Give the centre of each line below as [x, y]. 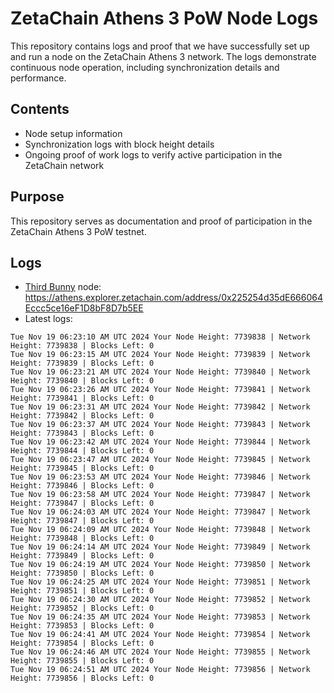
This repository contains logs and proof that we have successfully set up [160, 46]
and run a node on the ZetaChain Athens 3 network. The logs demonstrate [163, 56]
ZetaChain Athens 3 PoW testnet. [78, 231]
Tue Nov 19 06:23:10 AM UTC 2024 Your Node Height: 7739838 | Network [160, 337]
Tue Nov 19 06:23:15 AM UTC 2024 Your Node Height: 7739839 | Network [160, 355]
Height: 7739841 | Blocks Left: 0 [82, 398]
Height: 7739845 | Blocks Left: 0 [82, 468]
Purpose [37, 197]
